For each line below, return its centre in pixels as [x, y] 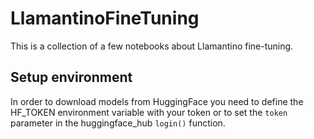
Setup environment [71, 77]
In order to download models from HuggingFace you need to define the [157, 101]
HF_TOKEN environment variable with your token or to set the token [149, 112]
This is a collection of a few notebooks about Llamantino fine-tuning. [152, 46]
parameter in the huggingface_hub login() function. [118, 123]
